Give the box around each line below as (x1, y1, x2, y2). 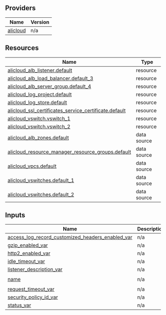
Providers (5, 4, 36, 12)
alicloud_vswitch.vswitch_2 (7, 123, 71, 130)
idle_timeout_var (7, 258, 45, 265)
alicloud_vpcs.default (7, 163, 57, 170)
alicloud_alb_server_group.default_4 (7, 83, 91, 90)
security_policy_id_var (7, 294, 58, 301)
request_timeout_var (7, 286, 55, 293)
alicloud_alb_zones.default (7, 134, 69, 141)
